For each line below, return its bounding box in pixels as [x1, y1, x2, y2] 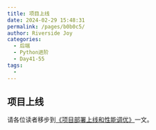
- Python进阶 [13, 49, 49, 56]
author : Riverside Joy [7, 29, 73, 37]
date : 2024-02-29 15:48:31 [7, 17, 85, 24]
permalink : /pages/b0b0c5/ [7, 23, 85, 30]
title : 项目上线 [7, 10, 50, 17]
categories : [7, 36, 42, 43]
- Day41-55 [13, 56, 45, 63]
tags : [7, 62, 23, 69]
